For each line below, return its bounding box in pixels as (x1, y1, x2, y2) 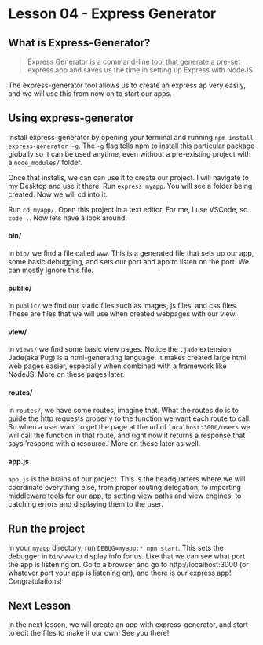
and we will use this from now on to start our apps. (8, 89, 173, 98)
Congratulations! (8, 576, 62, 586)
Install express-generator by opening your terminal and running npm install (8, 132, 254, 142)
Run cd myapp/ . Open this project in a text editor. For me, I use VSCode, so (8, 205, 248, 214)
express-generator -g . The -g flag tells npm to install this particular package (8, 141, 255, 150)
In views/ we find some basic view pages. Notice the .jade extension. (8, 345, 234, 354)
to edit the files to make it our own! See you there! (8, 628, 170, 638)
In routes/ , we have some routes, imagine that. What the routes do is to (8, 405, 239, 415)
